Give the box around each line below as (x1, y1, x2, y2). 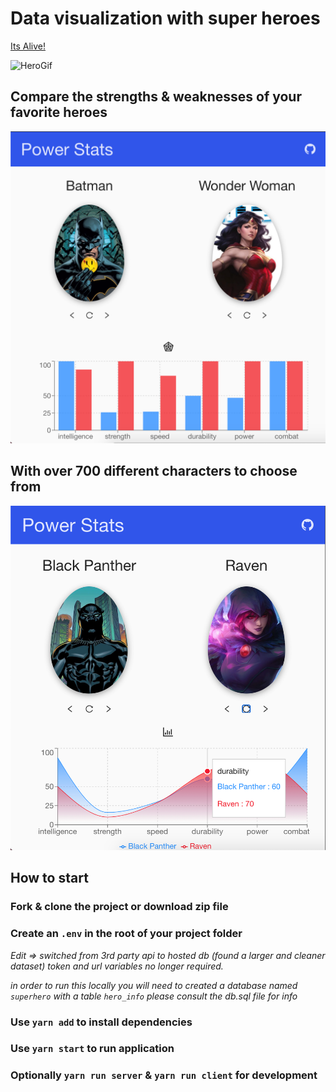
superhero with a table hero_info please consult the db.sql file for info (10, 990, 298, 1002)
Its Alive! (10, 40, 46, 52)
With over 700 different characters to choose (10, 463, 298, 480)
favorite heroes (10, 104, 108, 121)
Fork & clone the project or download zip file (10, 900, 229, 914)
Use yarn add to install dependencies (10, 1015, 193, 1029)
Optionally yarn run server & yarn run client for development (10, 1068, 318, 1082)
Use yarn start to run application (10, 1042, 175, 1056)
